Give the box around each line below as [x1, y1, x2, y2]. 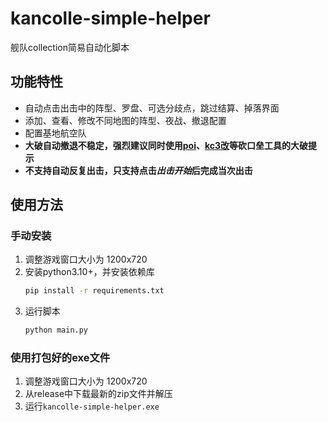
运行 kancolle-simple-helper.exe [24, 400, 160, 412]
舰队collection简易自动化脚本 [10, 41, 130, 53]
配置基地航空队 [24, 127, 87, 139]
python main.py [24, 325, 89, 336]
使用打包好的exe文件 [10, 351, 111, 365]
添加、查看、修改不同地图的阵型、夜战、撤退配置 [24, 114, 227, 126]
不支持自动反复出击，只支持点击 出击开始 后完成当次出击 [24, 164, 253, 176]
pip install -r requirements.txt [24, 286, 165, 296]
